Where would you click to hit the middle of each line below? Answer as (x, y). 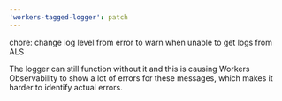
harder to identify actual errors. (66, 87)
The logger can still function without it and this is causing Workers (130, 69)
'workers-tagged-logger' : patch (69, 17)
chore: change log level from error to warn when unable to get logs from (141, 42)
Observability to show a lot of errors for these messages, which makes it (141, 78)
